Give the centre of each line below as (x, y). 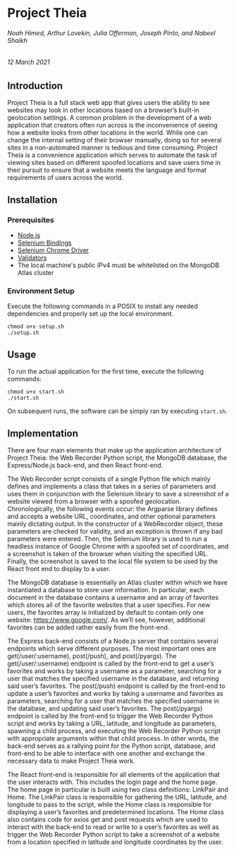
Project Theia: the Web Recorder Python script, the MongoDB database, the (117, 458)
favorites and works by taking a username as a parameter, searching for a (114, 671)
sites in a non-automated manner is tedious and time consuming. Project (113, 148)
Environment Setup (41, 291)
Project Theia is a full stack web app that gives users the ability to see (108, 103)
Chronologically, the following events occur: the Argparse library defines (113, 509)
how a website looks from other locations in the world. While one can (107, 133)
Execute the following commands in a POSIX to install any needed (103, 306)
